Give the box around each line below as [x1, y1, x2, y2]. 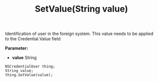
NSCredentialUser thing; [5, 64, 55, 69]
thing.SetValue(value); [5, 73, 53, 78]
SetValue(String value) [34, 3, 128, 15]
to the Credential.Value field [5, 36, 61, 42]
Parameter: [5, 45, 28, 51]
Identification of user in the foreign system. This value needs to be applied [5, 31, 154, 37]
